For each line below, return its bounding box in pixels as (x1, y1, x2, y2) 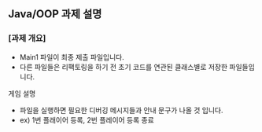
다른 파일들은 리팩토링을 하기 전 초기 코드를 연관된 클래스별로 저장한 (19, 62, 228, 71)
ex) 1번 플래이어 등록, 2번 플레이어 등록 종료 (19, 115, 155, 124)
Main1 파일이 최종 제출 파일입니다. (19, 52, 124, 61)
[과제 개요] (8, 33, 46, 44)
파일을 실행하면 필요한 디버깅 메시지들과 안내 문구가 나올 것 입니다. (19, 105, 223, 115)
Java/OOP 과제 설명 (8, 7, 102, 21)
